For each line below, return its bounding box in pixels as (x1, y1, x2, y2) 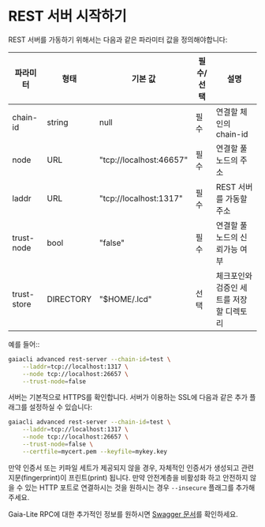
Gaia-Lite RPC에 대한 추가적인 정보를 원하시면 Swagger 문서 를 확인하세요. (8, 509, 238, 518)
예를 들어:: (8, 339, 40, 348)
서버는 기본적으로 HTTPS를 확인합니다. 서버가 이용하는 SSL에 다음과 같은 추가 (8, 393, 248, 402)
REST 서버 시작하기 (8, 7, 128, 25)
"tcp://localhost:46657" (99, 154, 188, 165)
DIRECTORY (47, 293, 92, 304)
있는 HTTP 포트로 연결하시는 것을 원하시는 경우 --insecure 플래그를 (24, 483, 234, 492)
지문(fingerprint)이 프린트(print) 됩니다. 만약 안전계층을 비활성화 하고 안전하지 (8, 472, 248, 482)
